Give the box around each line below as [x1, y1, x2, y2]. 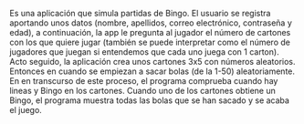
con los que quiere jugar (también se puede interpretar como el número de [9, 36, 290, 47]
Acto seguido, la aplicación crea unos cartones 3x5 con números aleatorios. [9, 57, 296, 67]
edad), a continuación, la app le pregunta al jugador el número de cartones [9, 27, 291, 37]
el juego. [9, 105, 43, 115]
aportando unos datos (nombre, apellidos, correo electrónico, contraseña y [9, 17, 292, 28]
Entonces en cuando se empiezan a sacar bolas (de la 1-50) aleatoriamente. [9, 66, 295, 77]
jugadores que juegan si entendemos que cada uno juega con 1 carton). [9, 46, 280, 57]
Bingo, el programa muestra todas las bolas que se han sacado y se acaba [9, 95, 290, 106]
